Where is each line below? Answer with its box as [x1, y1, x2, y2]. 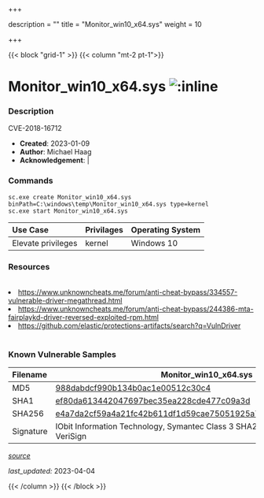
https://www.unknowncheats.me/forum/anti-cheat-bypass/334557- [18, 288, 238, 297]
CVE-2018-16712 [8, 124, 62, 133]
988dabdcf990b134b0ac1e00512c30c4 [55, 383, 211, 394]
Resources [8, 261, 50, 272]
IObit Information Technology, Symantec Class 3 [55, 421, 234, 432]
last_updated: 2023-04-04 [8, 466, 96, 476]
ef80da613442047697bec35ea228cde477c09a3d [55, 396, 251, 407]
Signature [12, 426, 49, 437]
